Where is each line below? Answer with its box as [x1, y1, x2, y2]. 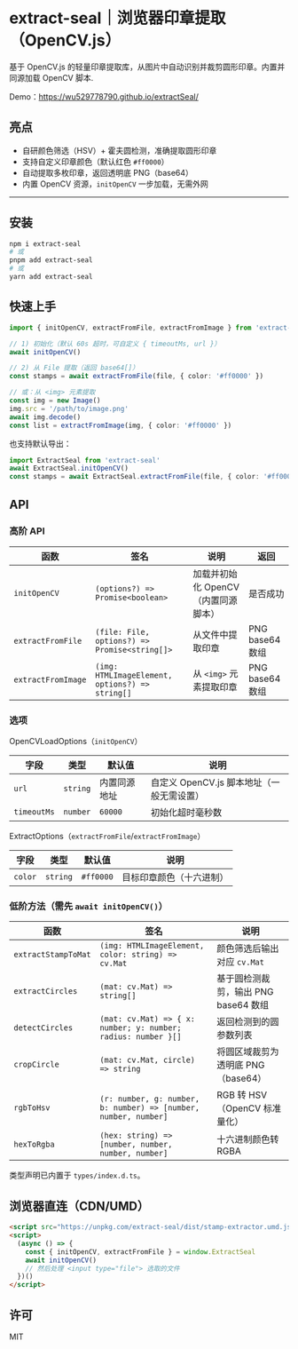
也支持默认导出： [9, 438, 72, 448]
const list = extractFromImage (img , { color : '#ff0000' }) [9, 421, 232, 430]
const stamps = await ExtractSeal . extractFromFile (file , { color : [9, 472, 260, 481]
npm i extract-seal [9, 239, 82, 249]
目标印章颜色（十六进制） [122, 871, 229, 884]
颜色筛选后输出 [216, 942, 279, 955]
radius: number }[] [99, 1032, 182, 1042]
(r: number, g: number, [99, 1094, 200, 1104]
